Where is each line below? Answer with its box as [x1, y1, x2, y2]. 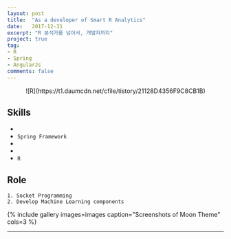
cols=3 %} [7, 218, 37, 226]
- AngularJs [7, 61, 41, 68]
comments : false [7, 67, 54, 74]
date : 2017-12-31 [7, 23, 63, 30]
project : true [7, 36, 48, 43]
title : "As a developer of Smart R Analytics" [7, 17, 146, 23]
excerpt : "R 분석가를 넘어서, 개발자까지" [7, 29, 113, 37]
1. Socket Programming [7, 192, 72, 200]
